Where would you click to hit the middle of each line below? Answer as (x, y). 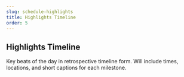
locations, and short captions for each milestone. (66, 68)
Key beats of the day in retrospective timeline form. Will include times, (92, 61)
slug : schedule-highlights (40, 12)
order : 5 (17, 23)
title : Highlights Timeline (41, 17)
